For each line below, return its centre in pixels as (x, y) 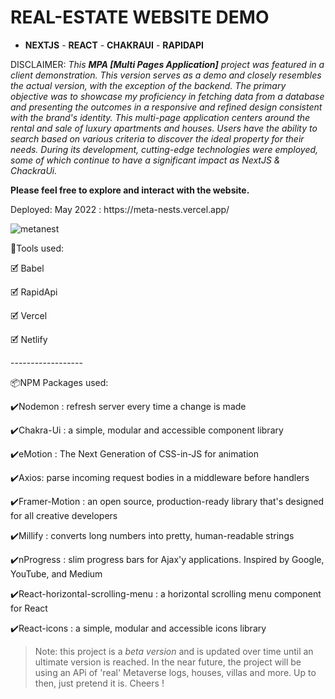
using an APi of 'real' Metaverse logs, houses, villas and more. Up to (175, 672)
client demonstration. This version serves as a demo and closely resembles (166, 75)
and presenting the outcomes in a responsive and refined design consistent (166, 107)
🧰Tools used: (37, 248)
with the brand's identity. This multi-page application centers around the (160, 117)
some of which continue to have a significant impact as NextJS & (145, 160)
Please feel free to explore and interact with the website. (130, 190)
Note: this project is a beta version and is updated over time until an (174, 651)
